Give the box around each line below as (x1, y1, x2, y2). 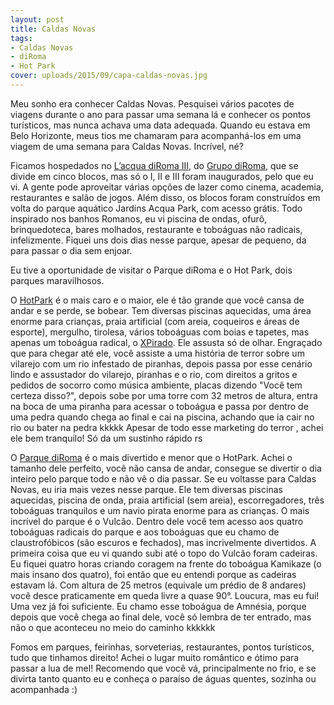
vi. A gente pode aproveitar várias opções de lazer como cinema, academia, (10, 181, 324, 193)
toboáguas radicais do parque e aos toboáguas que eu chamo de (10, 526, 280, 538)
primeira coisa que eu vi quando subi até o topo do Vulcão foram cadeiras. (10, 547, 318, 559)
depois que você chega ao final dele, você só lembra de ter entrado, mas (10, 611, 312, 623)
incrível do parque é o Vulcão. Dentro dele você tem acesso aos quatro (10, 515, 304, 527)
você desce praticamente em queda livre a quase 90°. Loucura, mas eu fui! (10, 589, 320, 601)
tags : (10, 33, 33, 43)
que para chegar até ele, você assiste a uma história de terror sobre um (10, 347, 305, 359)
